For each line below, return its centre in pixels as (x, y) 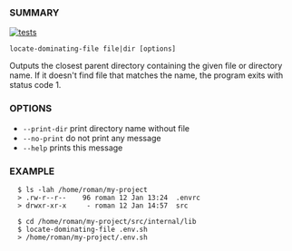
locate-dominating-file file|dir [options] (93, 49)
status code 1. (35, 85)
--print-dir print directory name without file (106, 128)
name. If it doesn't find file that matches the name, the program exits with (146, 75)
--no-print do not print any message (92, 138)
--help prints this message (73, 148)
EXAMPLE (32, 171)
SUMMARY (34, 13)
